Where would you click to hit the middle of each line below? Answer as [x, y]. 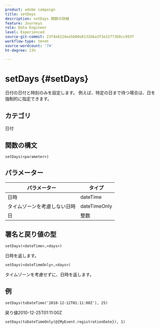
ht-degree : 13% [20, 50]
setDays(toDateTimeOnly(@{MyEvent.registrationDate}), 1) [65, 322]
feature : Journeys [24, 23]
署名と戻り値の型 [31, 234]
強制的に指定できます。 [29, 99]
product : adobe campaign [30, 10]
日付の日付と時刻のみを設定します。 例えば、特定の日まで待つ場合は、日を [80, 93]
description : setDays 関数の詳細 [37, 19]
